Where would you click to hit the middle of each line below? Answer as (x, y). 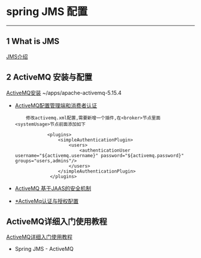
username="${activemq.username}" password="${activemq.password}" (99, 155)
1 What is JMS (33, 42)
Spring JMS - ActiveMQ (44, 249)
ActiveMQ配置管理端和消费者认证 (56, 105)
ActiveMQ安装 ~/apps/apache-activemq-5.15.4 (64, 93)
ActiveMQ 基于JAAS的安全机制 (53, 188)
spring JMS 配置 (47, 12)
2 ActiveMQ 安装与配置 (49, 77)
